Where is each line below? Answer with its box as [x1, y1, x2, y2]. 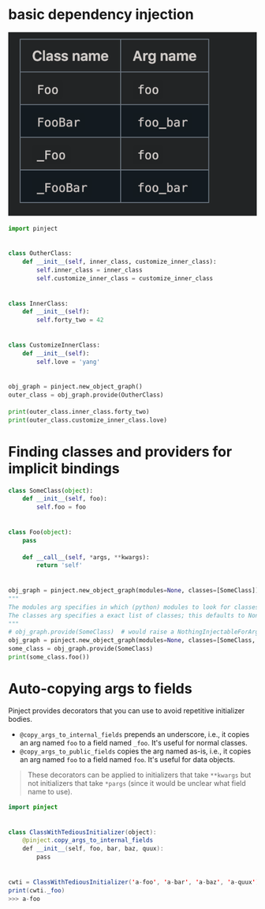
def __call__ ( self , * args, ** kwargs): [22, 553, 150, 562]
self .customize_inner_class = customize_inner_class [36, 274, 214, 282]
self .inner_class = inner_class [36, 266, 144, 274]
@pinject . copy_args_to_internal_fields [22, 836, 154, 844]
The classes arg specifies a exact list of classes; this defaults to [8, 611, 245, 619]
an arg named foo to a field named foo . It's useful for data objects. [19, 754, 235, 764]
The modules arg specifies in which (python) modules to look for [8, 603, 231, 611]
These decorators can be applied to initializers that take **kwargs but [27, 770, 252, 779]
